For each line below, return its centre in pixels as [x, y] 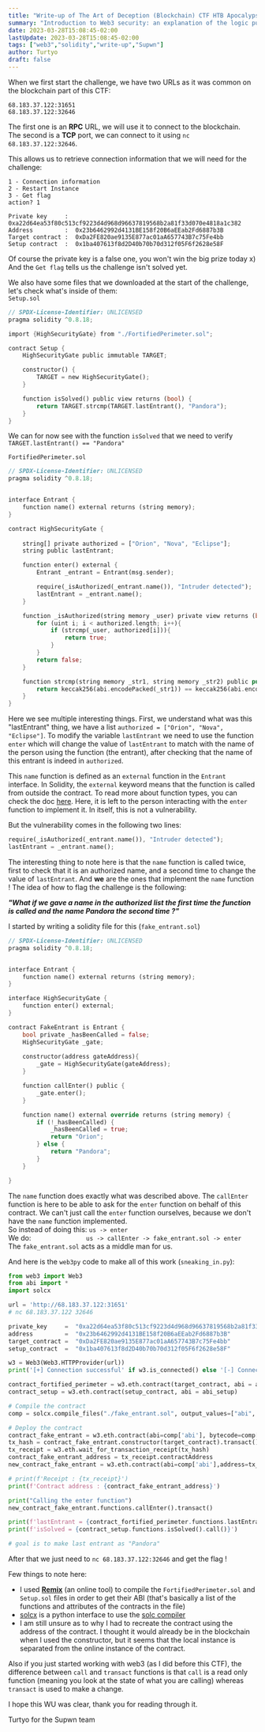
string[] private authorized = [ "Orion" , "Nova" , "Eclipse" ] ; [127, 544]
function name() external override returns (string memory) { [127, 1115]
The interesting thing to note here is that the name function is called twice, [127, 862]
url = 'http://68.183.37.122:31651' [68, 1305]
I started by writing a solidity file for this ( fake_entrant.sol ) [105, 926]
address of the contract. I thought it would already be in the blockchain [135, 1632]
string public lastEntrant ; [68, 551]
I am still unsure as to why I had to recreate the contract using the [126, 1623]
